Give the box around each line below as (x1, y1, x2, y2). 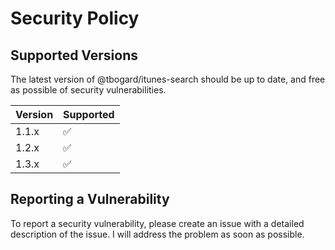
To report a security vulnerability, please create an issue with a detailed (10, 217, 305, 229)
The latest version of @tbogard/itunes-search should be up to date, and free (10, 73, 326, 85)
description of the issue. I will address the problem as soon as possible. (10, 228, 305, 240)
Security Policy (10, 7, 140, 30)
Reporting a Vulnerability (10, 191, 170, 208)
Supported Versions (10, 47, 138, 64)
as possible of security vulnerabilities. (10, 84, 167, 96)
